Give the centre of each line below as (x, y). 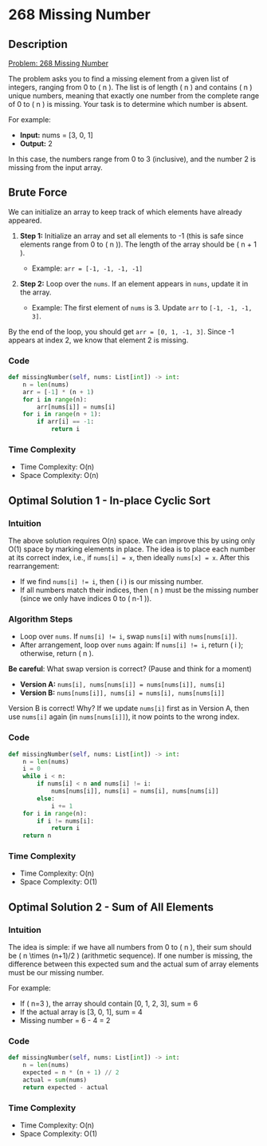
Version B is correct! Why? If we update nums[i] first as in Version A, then (129, 709)
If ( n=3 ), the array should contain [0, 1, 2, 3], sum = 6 (109, 1004)
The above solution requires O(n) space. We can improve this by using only (132, 541)
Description (38, 44)
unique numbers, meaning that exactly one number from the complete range (134, 96)
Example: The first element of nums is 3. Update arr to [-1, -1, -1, (142, 307)
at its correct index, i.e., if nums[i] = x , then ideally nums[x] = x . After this (129, 558)
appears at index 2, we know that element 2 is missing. (98, 340)
